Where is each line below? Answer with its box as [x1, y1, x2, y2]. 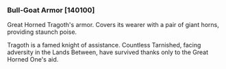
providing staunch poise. [7, 28, 77, 36]
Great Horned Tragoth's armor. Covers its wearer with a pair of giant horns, [7, 21, 219, 29]
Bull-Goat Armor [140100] [7, 5, 95, 15]
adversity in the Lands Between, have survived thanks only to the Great [7, 48, 209, 56]
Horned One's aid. [7, 55, 59, 64]
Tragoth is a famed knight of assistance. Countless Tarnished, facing [7, 41, 201, 49]
